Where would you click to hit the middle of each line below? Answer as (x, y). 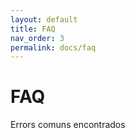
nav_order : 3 (37, 38)
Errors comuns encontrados (68, 125)
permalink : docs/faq (53, 47)
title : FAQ (33, 29)
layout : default (44, 19)
